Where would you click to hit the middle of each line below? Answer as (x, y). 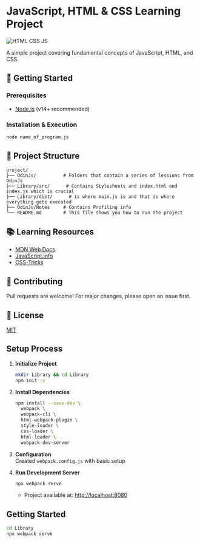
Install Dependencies (42, 392)
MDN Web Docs (35, 250)
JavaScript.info (34, 256)
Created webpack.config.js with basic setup (70, 460)
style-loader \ (40, 426)
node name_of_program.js (38, 137)
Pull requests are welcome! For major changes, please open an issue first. (98, 296)
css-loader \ (37, 431)
